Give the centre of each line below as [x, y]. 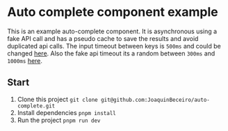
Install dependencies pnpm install [66, 112]
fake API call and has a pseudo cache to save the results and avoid [103, 38]
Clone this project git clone [58, 99]
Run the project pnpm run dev [59, 120]
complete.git [36, 106]
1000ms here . [25, 60]
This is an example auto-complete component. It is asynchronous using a [112, 31]
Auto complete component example [113, 12]
